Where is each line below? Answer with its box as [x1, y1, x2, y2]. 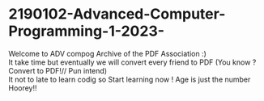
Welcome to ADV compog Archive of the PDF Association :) [8, 48, 207, 58]
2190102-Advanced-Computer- [8, 5, 226, 23]
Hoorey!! [8, 82, 38, 93]
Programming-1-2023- [8, 22, 164, 40]
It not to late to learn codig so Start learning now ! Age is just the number [8, 74, 251, 84]
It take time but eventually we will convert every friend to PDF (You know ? [8, 57, 257, 67]
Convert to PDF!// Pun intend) [8, 65, 108, 75]
